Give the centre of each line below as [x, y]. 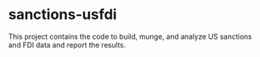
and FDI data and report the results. [67, 44]
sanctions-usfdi [63, 15]
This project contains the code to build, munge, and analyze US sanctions [130, 36]
